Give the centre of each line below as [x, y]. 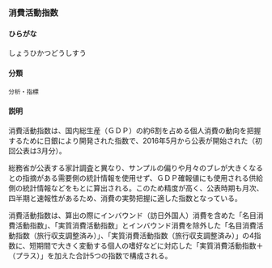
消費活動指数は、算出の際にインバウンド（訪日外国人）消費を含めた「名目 [132, 215]
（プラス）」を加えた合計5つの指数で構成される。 [90, 255]
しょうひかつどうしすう [47, 53]
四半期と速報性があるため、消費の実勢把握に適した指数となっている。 [125, 198]
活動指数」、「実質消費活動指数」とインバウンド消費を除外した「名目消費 [136, 225]
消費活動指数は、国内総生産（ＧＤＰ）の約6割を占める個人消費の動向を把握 [135, 130]
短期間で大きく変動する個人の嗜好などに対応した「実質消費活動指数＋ [147, 245]
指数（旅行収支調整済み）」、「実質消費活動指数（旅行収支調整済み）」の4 [135, 235]
